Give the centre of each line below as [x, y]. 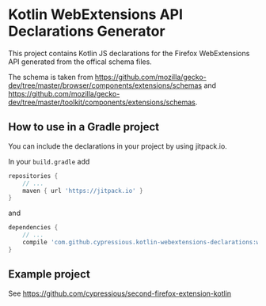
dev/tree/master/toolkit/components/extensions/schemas [102, 102]
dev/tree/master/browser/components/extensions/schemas [105, 85]
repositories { [33, 176]
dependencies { [33, 228]
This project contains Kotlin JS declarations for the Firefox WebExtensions [129, 53]
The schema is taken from [51, 77]
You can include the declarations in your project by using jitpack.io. [118, 146]
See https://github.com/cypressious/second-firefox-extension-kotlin [120, 293]
